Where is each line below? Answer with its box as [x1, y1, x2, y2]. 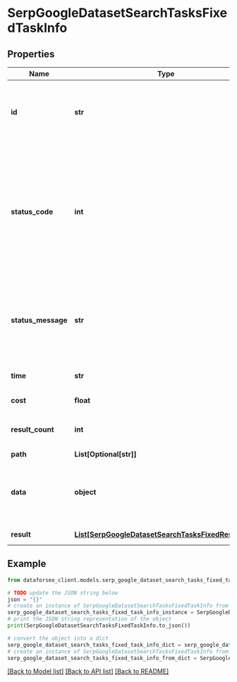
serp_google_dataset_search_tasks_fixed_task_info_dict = [7, 641, 181, 648]
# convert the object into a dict [7, 635, 109, 642]
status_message [11, 315, 68, 325]
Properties [7, 48, 55, 60]
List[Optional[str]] [74, 449, 137, 459]
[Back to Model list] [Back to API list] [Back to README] [7, 667, 169, 676]
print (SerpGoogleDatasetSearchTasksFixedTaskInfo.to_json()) [7, 622, 191, 629]
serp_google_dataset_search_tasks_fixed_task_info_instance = [7, 609, 194, 616]
